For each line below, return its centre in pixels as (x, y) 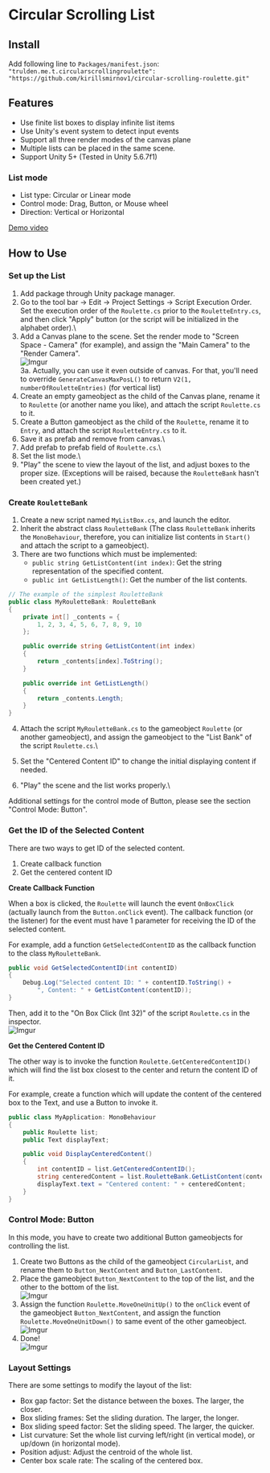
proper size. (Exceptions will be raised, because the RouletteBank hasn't (139, 473)
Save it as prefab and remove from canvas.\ (92, 438)
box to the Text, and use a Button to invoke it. (83, 1102)
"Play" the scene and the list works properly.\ (95, 785)
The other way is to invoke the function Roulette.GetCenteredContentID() (130, 1061)
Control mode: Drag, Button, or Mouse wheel (94, 204)
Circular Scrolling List (82, 15)
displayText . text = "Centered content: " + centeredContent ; (142, 1184)
